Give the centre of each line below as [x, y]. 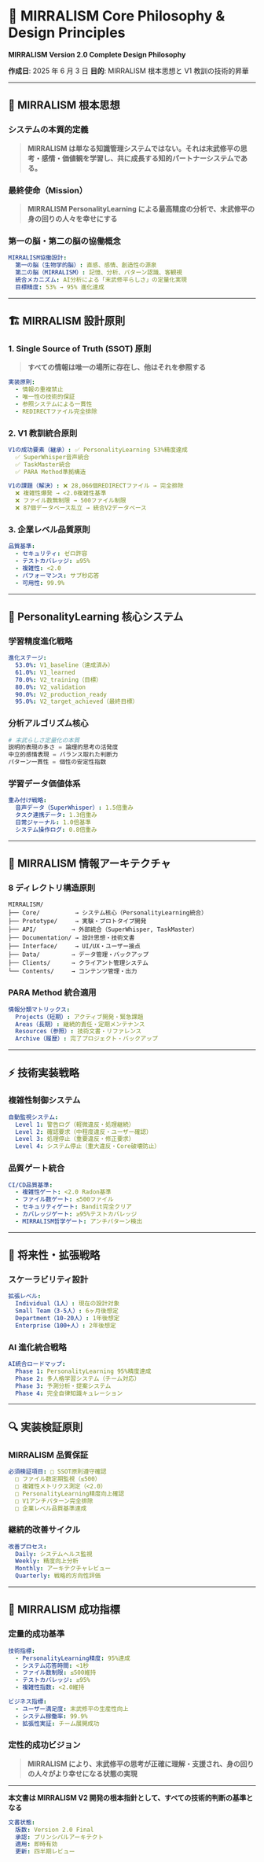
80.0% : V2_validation [51, 687]
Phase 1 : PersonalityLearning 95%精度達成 [83, 1371]
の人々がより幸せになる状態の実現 [82, 1773]
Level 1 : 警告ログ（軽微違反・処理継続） [75, 1124]
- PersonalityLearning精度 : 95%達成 [73, 1658]
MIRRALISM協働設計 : [38, 258]
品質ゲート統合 [37, 1168]
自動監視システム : [33, 1117]
